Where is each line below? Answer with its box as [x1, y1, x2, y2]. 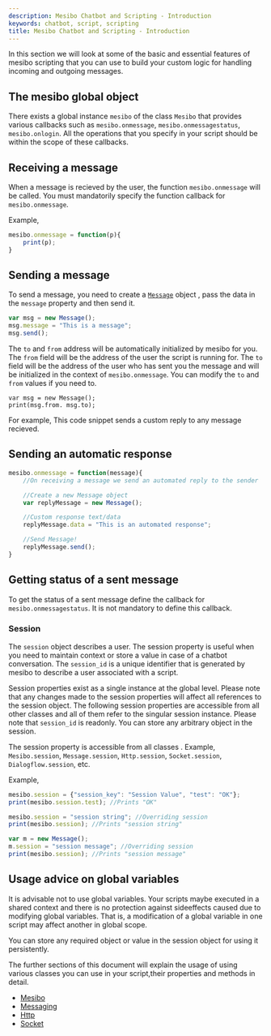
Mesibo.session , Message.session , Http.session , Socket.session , [8, 751, 222, 760]
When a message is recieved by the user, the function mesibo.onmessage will [8, 182, 261, 191]
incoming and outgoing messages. [8, 66, 124, 76]
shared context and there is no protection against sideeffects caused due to [8, 902, 261, 912]
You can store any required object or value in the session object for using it [8, 935, 259, 945]
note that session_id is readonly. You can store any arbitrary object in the [8, 717, 253, 727]
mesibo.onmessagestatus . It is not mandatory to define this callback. [8, 603, 232, 613]
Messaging [19, 1001, 58, 1011]
